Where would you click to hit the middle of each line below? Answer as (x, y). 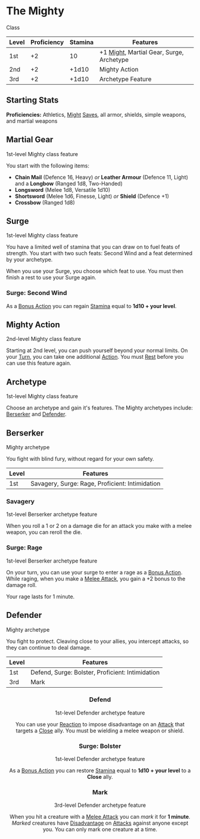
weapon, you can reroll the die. (44, 532)
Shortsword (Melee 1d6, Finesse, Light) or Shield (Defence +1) (92, 196)
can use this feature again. (39, 363)
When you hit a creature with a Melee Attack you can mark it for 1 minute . (100, 817)
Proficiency (47, 42)
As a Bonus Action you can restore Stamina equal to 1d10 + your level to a (100, 770)
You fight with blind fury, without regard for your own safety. (80, 459)
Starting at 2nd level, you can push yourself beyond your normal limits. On (97, 350)
